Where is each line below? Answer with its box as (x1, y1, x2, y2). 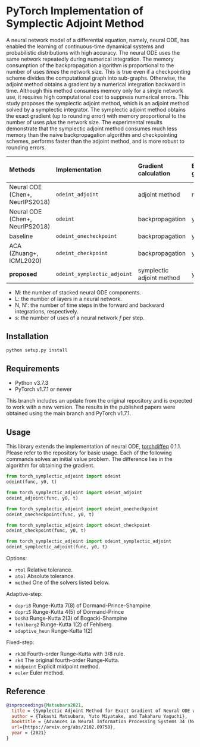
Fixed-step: (6, 639, 35, 646)
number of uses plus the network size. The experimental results (6, 118, 162, 125)
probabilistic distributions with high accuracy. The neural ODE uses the (6, 49, 180, 56)
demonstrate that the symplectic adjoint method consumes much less (6, 125, 177, 132)
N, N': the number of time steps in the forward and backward (14, 302, 165, 309)
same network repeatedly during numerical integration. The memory (6, 55, 174, 62)
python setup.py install (6, 347, 68, 353)
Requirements (6, 364, 60, 374)
